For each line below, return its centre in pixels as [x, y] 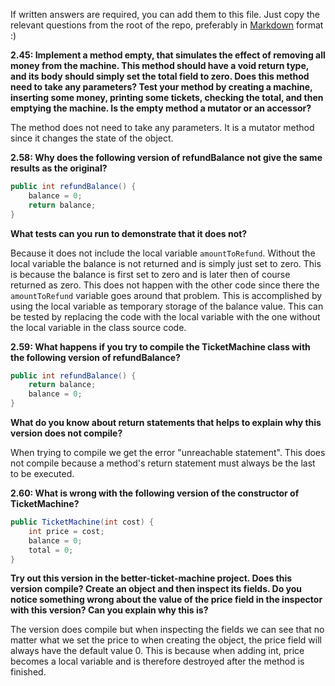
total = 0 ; [51, 550]
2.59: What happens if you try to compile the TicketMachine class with [160, 346]
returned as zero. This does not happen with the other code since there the [165, 285]
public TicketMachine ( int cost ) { [82, 522]
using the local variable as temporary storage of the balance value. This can [167, 306]
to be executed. [42, 473]
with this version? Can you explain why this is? [109, 610]
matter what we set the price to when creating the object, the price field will [166, 640]
